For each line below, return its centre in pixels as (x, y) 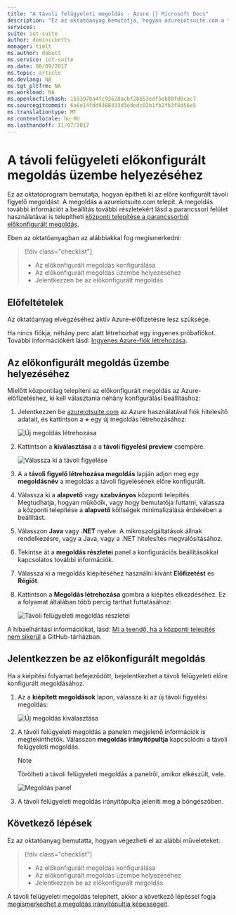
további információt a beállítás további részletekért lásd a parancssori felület (118, 209)
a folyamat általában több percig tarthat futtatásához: (94, 602)
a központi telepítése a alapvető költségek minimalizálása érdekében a (120, 510)
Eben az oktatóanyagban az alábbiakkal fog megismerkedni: (94, 238)
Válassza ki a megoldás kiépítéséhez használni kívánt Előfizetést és (116, 573)
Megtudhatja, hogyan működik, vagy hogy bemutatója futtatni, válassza (121, 503)
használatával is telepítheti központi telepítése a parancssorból (98, 217)
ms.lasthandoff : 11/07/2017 (48, 125)
